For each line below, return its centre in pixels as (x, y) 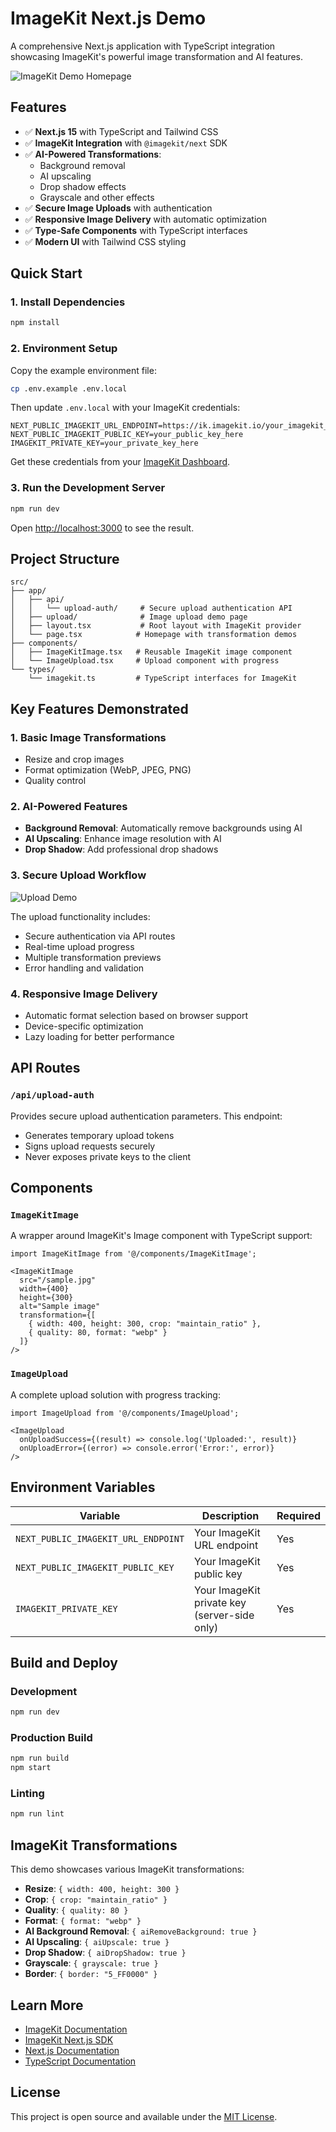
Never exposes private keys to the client (108, 1156)
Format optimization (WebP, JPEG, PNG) (108, 770)
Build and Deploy (64, 1662)
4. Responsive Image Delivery (84, 994)
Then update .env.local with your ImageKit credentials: (125, 408)
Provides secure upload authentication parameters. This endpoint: (146, 1116)
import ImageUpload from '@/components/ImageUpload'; (125, 1413)
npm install (35, 323)
